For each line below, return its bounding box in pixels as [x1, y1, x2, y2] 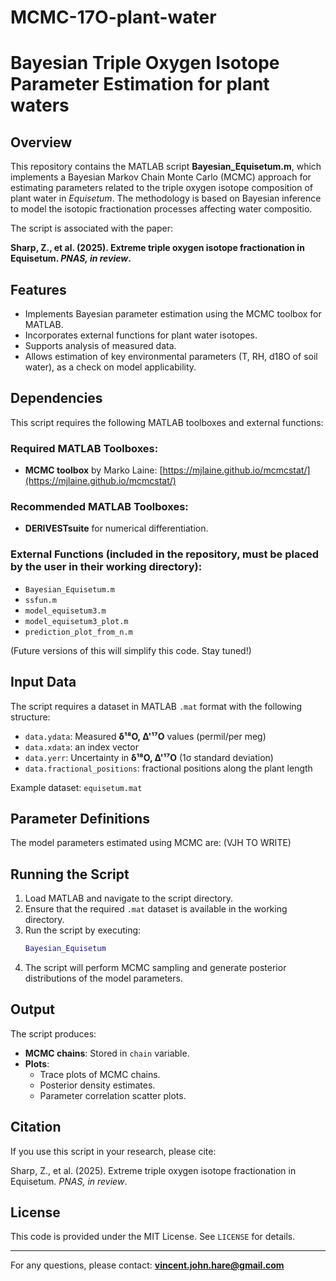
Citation [10, 1119, 62, 1136]
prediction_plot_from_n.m [24, 627, 133, 637]
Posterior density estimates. [39, 1079, 156, 1091]
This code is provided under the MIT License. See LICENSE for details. [10, 1231, 296, 1243]
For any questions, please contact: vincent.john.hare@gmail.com [10, 1259, 285, 1271]
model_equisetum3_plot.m [24, 616, 129, 626]
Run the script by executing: [24, 924, 142, 936]
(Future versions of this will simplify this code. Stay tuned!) [10, 644, 252, 656]
